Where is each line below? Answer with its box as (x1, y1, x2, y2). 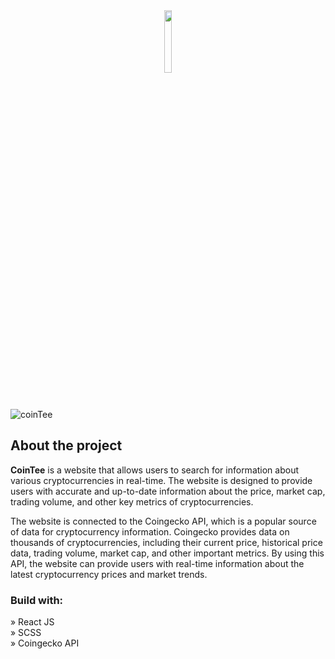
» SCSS (10, 627, 42, 639)
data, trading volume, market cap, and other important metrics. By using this (10, 547, 325, 559)
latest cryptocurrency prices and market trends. (10, 568, 208, 580)
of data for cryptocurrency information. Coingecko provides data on (10, 525, 290, 538)
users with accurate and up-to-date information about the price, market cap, (10, 485, 326, 497)
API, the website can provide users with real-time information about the (10, 557, 305, 569)
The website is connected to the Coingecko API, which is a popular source (10, 515, 317, 527)
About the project (10, 437, 123, 454)
